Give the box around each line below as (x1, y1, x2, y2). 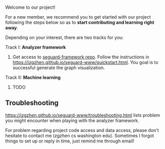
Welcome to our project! (5, 5, 56, 10)
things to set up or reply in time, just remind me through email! (5, 138, 135, 144)
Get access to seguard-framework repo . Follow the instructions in (12, 54, 150, 60)
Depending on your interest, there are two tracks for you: (5, 35, 124, 40)
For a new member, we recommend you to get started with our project (5, 14, 151, 20)
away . (5, 25, 19, 31)
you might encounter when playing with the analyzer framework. (5, 117, 140, 123)
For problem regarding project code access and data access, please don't (5, 127, 159, 133)
